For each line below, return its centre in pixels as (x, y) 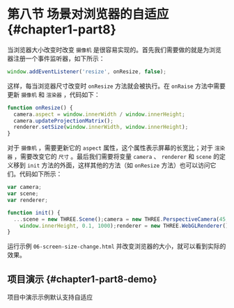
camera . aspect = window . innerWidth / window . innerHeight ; (100, 114)
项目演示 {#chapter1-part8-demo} (83, 279)
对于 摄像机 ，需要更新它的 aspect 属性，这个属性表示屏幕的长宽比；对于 (110, 148)
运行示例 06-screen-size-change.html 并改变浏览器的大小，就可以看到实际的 (117, 246)
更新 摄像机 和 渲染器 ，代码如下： (54, 94)
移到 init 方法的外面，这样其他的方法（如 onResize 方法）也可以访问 (111, 165)
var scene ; (23, 194)
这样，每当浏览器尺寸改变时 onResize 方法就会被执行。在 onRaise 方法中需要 (117, 86)
